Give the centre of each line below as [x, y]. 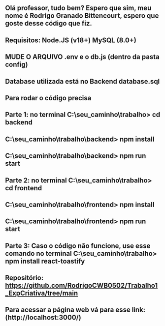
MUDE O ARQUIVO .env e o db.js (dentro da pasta [82, 57]
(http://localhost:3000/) [43, 317]
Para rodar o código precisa [48, 98]
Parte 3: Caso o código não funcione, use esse [78, 246]
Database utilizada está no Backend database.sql [82, 81]
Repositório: [24, 278]
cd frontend [24, 188]
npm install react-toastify [45, 261]
